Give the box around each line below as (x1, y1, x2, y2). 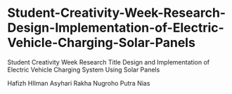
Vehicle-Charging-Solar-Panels (7, 35, 195, 51)
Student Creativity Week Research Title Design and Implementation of (7, 58, 210, 66)
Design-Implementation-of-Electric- (7, 20, 225, 36)
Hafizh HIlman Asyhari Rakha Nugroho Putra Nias (7, 79, 150, 87)
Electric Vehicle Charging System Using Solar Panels (7, 65, 160, 74)
